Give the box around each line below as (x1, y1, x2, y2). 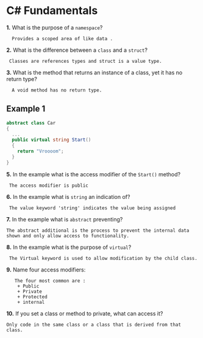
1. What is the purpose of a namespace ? (6, 24, 103, 31)
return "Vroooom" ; (17, 148, 64, 154)
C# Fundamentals (6, 4, 98, 18)
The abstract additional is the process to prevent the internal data (6, 227, 190, 234)
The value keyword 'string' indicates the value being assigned (9, 205, 176, 211)
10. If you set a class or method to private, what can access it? (6, 309, 163, 317)
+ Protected (17, 293, 48, 300)
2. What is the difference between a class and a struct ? (6, 46, 148, 54)
